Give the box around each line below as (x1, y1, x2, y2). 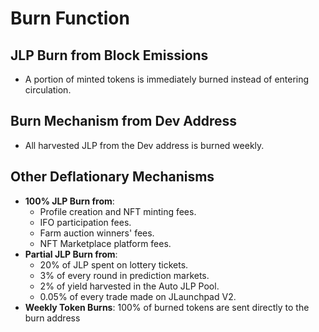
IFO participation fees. (39, 216, 132, 228)
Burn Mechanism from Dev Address (10, 113, 238, 130)
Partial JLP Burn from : (24, 248, 118, 260)
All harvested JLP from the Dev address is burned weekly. (24, 139, 265, 151)
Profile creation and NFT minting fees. (39, 205, 197, 217)
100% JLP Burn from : (24, 195, 115, 207)
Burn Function (10, 7, 130, 30)
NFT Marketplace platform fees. (39, 237, 172, 249)
